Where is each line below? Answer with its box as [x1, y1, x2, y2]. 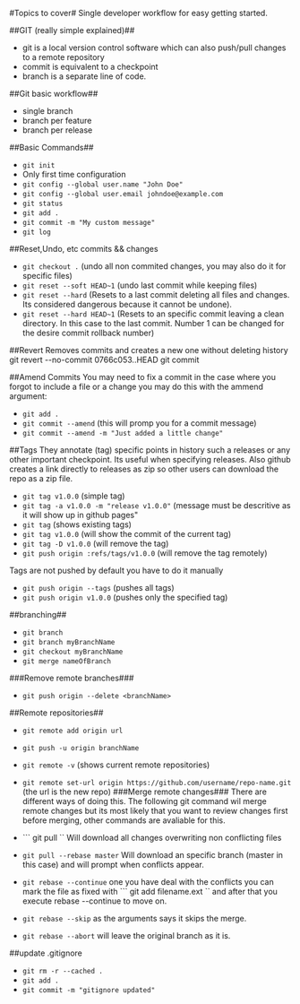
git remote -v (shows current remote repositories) [21, 759, 210, 770]
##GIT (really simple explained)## [9, 25, 135, 35]
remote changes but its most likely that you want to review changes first [21, 806, 288, 816]
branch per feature [21, 116, 92, 125]
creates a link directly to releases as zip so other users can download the [9, 463, 279, 474]
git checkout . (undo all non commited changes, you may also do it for [21, 261, 287, 272]
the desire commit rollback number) [21, 327, 155, 338]
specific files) [21, 271, 73, 281]
